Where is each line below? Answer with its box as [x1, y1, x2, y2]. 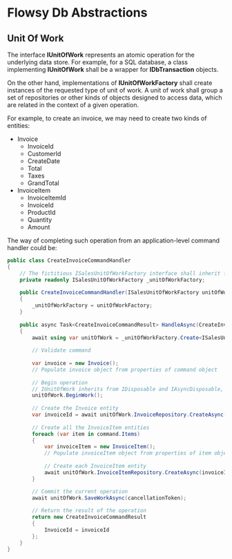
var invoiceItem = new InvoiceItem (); [43, 444, 156, 451]
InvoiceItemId [27, 193, 67, 202]
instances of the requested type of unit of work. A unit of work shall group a [7, 86, 223, 94]
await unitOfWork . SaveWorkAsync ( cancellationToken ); [32, 494, 187, 502]
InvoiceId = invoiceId [43, 527, 110, 533]
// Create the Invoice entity [32, 405, 119, 412]
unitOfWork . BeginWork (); [32, 392, 104, 399]
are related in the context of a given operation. [7, 101, 139, 108]
